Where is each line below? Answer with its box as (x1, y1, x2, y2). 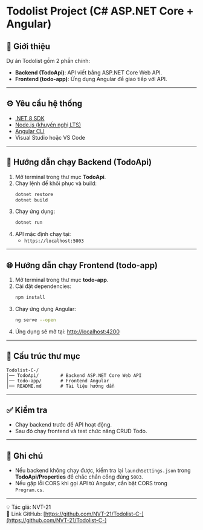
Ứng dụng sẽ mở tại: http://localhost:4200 (14, 328, 120, 335)
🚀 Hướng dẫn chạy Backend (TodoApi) (6, 157, 152, 168)
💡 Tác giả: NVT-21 (6, 503, 51, 511)
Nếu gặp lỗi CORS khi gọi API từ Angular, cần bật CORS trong (14, 480, 168, 487)
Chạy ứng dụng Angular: (14, 305, 77, 312)
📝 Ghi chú (6, 451, 43, 461)
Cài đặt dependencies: (14, 283, 71, 290)
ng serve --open (14, 316, 56, 323)
